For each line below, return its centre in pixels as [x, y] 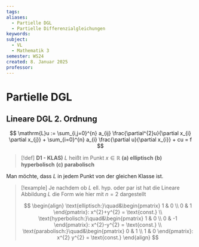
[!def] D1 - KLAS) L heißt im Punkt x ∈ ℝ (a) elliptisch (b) [91, 158]
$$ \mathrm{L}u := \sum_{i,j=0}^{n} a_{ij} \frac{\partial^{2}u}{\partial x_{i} [100, 133]
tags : [13, 12]
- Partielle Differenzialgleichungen [59, 28]
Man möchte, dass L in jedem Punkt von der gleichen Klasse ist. [85, 176]
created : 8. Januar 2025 [37, 62]
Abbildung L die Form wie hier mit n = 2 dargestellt [83, 194]
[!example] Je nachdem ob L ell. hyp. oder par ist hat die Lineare [100, 188]
